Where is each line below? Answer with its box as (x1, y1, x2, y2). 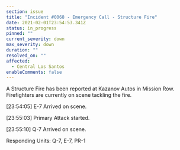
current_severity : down (6, 36, 65, 42)
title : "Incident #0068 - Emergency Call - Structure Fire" (6, 14, 158, 20)
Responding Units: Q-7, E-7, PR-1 (6, 137, 86, 145)
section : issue (6, 8, 44, 15)
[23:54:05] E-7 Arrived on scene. (6, 103, 87, 110)
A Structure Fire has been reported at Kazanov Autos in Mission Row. (6, 85, 175, 92)
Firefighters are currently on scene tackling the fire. (6, 92, 132, 99)
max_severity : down (6, 42, 54, 48)
